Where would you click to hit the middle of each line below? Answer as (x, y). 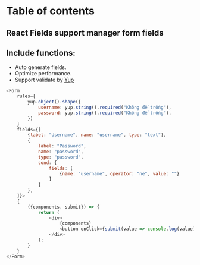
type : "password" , (61, 157)
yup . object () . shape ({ (54, 102)
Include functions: (41, 53)
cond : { (48, 163)
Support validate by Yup (44, 80)
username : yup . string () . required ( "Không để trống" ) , (104, 108)
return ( (49, 212)
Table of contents (51, 11)
